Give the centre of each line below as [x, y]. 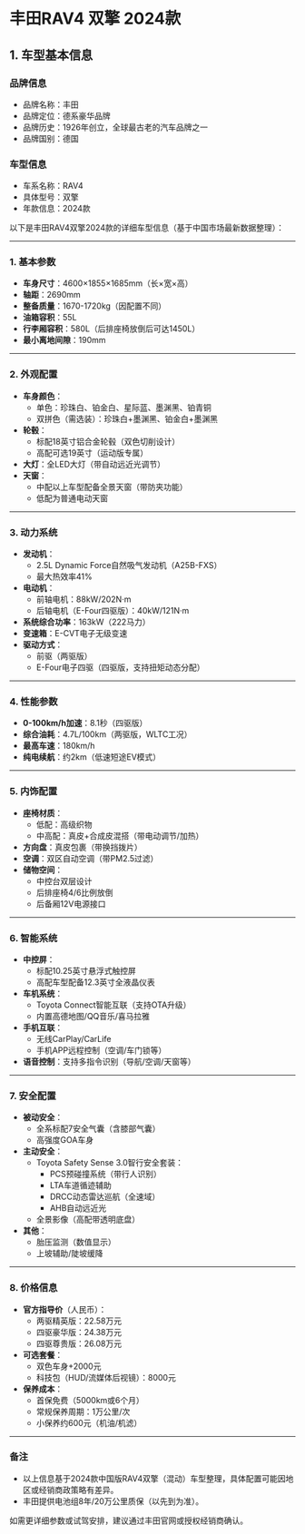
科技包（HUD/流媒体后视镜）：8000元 [106, 1377]
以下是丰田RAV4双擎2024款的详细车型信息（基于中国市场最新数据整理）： [147, 228]
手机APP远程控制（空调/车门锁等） [101, 1050]
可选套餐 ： [43, 1354]
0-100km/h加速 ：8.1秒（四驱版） [85, 723]
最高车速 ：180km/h [59, 746]
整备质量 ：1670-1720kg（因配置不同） [94, 306]
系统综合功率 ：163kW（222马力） [86, 622]
